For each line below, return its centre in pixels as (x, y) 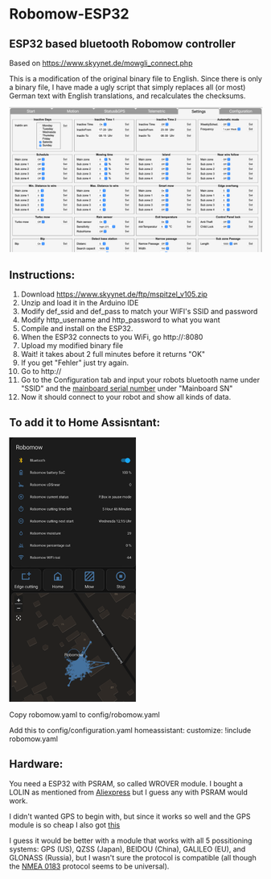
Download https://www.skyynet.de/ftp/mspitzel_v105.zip (114, 294)
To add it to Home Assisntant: (85, 423)
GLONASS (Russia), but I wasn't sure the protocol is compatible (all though (133, 857)
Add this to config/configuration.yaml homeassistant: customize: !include (130, 731)
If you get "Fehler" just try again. (75, 363)
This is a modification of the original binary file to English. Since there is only (135, 79)
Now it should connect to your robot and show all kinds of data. (126, 397)
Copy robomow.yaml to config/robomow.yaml (84, 715)
